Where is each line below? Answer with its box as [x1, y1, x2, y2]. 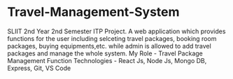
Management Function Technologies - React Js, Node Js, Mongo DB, [7, 56, 207, 64]
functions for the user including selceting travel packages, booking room [7, 34, 217, 42]
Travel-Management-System [7, 4, 180, 20]
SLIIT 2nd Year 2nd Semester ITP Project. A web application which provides [7, 27, 226, 35]
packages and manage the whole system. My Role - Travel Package [7, 49, 203, 58]
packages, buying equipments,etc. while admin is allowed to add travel [7, 42, 211, 50]
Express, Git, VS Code [7, 64, 71, 72]
